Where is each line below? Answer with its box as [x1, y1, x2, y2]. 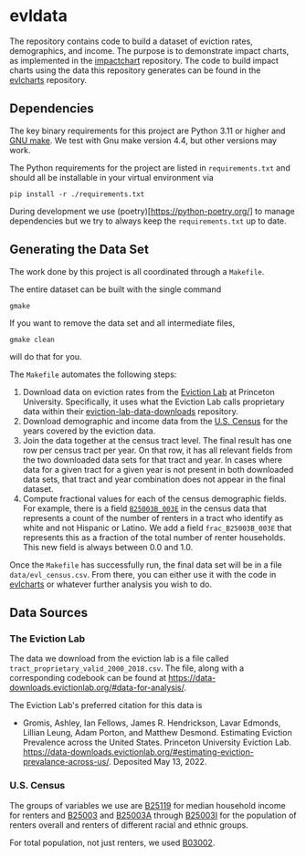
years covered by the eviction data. [22, 425, 156, 436]
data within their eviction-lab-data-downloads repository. [22, 405, 239, 416]
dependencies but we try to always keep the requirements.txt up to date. [9, 215, 287, 226]
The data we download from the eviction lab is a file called [9, 653, 229, 664]
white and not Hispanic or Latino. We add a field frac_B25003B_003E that [22, 522, 292, 533]
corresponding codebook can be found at [9, 673, 167, 684]
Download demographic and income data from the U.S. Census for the [22, 415, 289, 426]
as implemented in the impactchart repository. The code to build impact [9, 55, 279, 66]
